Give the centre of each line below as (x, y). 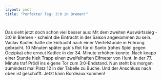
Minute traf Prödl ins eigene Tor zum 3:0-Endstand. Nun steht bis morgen (79, 63)
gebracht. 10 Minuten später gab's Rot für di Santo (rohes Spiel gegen (75, 48)
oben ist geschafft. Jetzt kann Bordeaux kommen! (55, 73)
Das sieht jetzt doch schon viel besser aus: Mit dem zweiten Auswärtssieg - (81, 32)
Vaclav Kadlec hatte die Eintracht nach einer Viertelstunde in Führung (75, 42)
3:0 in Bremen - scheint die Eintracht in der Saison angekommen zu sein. (78, 37)
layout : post (18, 9)
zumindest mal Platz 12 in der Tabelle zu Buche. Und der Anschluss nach (78, 68)
